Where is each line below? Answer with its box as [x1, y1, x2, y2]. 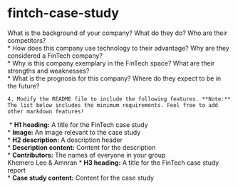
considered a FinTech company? [7, 51, 103, 60]
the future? [7, 81, 40, 90]
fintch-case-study [7, 5, 120, 21]
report [7, 165, 26, 174]
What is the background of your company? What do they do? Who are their [7, 29, 228, 37]
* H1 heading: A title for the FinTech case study [9, 120, 148, 129]
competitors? [7, 36, 46, 44]
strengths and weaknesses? [7, 66, 90, 75]
